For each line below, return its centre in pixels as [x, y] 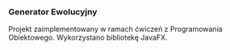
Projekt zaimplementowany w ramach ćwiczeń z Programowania [116, 29]
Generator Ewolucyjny [53, 12]
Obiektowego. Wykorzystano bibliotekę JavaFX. [88, 37]
